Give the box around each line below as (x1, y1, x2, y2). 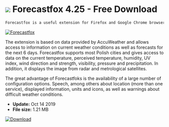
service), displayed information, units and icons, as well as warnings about (5, 86, 160, 92)
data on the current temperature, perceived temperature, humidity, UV (5, 55, 151, 61)
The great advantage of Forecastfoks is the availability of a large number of (5, 75, 161, 81)
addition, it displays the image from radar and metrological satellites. (5, 65, 147, 71)
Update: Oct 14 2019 (12, 101, 56, 107)
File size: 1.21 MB (12, 106, 49, 112)
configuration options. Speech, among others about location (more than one (5, 80, 163, 86)
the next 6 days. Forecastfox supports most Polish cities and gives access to (5, 49, 164, 56)
